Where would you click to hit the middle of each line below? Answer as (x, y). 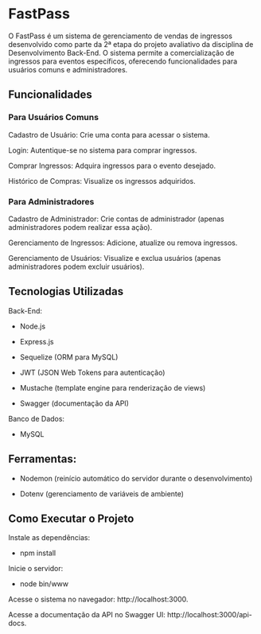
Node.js (33, 326)
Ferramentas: (43, 459)
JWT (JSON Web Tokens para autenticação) (92, 372)
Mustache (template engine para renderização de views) (113, 387)
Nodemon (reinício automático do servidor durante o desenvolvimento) (136, 478)
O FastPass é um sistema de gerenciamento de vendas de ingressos (121, 36)
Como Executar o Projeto (71, 518)
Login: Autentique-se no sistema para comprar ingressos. (103, 150)
